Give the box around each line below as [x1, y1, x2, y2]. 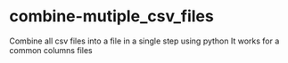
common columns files [9, 44, 93, 55]
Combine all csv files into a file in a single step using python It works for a [9, 35, 280, 46]
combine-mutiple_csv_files [9, 6, 214, 27]
